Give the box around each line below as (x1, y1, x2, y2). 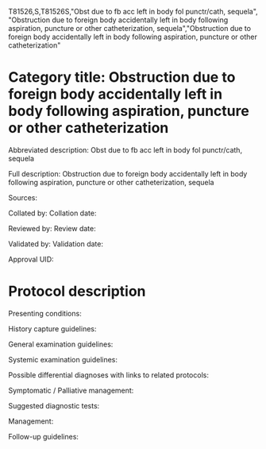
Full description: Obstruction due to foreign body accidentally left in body (8, 168, 248, 178)
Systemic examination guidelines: (8, 354, 118, 364)
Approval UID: (8, 254, 54, 264)
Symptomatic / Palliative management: (8, 385, 134, 395)
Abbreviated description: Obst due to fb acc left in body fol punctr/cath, (8, 145, 243, 154)
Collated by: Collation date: (8, 208, 97, 218)
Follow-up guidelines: (8, 432, 79, 441)
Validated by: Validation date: (8, 238, 103, 249)
